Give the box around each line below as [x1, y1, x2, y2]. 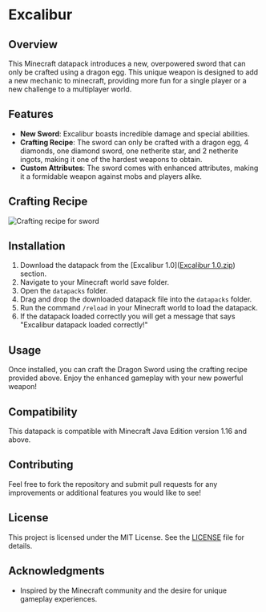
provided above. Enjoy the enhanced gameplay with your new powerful [8, 373, 244, 383]
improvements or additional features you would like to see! [8, 488, 202, 497]
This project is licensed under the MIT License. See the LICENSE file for [8, 532, 245, 542]
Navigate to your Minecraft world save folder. [19, 278, 170, 287]
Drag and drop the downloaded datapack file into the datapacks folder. [19, 294, 252, 304]
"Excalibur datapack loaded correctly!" [19, 320, 148, 330]
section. [19, 269, 47, 278]
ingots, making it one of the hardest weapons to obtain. [19, 154, 203, 164]
